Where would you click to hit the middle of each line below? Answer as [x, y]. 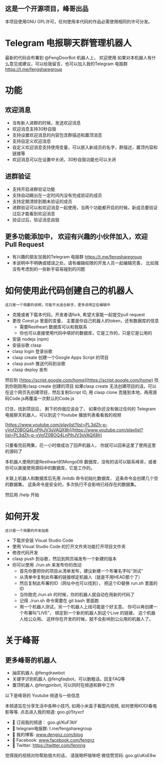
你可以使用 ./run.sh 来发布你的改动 [47, 565]
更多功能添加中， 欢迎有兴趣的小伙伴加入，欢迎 [76, 236]
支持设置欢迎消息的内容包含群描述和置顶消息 [57, 135]
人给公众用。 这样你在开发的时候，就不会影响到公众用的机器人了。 [86, 619]
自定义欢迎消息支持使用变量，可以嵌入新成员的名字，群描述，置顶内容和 [85, 147]
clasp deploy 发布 [30, 370]
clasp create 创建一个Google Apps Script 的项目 [60, 358]
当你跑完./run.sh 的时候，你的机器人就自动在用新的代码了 [77, 595]
